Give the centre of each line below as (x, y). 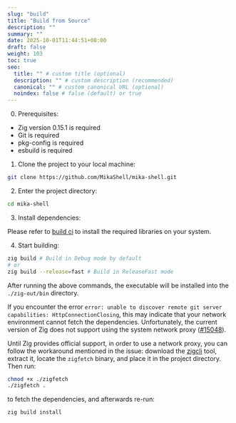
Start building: (38, 245)
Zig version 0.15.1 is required (59, 128)
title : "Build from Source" (49, 21)
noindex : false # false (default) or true (78, 93)
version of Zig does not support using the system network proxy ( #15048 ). (117, 330)
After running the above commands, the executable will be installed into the (118, 285)
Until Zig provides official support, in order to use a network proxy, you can (118, 343)
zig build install (35, 412)
